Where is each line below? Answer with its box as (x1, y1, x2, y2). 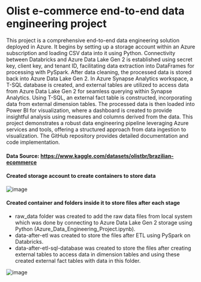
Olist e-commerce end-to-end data (6, 4, 185, 18)
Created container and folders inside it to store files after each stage (6, 199, 180, 207)
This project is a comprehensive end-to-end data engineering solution (6, 37, 180, 44)
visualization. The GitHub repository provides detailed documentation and (6, 132, 189, 139)
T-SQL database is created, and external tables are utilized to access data (6, 81, 189, 88)
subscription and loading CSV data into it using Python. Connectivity (6, 49, 176, 56)
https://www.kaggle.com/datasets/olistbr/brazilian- (40, 152, 174, 159)
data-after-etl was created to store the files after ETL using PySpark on (14, 232, 191, 239)
